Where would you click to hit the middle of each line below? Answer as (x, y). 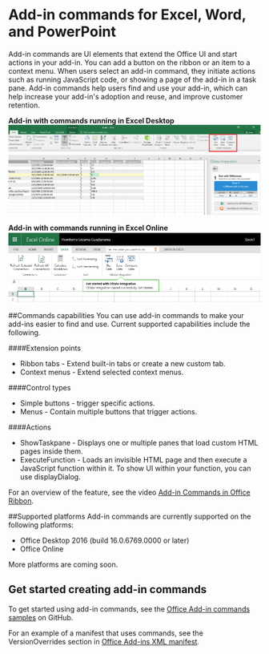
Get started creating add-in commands (107, 589)
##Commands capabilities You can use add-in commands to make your (126, 316)
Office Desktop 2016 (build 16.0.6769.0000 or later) (104, 541)
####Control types (40, 388)
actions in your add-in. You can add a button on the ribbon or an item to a (129, 63)
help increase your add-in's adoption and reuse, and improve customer (126, 96)
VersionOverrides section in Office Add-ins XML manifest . (104, 641)
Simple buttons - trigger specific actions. (87, 403)
